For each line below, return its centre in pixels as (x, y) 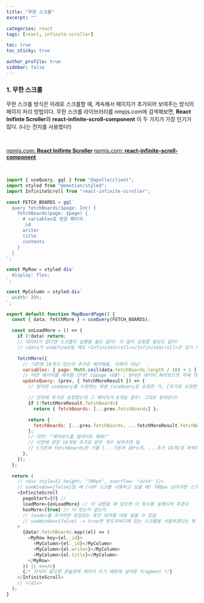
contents (33, 241)
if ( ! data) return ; (42, 336)
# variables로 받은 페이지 (53, 219)
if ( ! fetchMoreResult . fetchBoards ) (73, 403)
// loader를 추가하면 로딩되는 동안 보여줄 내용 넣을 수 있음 (89, 515)
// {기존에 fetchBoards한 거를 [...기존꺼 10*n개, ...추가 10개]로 (106, 448)
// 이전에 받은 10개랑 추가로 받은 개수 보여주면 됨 (84, 443)
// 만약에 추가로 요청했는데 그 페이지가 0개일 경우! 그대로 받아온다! (103, 398)
